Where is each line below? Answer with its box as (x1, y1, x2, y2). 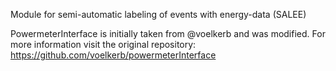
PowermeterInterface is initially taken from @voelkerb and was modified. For (10, 28, 326, 39)
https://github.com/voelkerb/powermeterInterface (10, 49, 217, 61)
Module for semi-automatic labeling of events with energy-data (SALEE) (10, 9, 307, 20)
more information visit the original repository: (10, 39, 197, 50)
